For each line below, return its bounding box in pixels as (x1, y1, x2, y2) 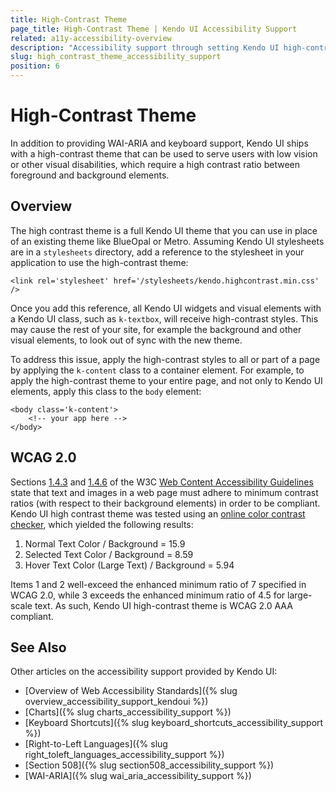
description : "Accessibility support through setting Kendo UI (10, 42, 280, 53)
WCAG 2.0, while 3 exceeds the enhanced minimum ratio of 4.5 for (10, 589, 286, 601)
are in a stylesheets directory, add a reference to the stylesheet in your (10, 246, 305, 258)
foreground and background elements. (10, 169, 170, 181)
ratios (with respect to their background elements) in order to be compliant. (10, 497, 321, 509)
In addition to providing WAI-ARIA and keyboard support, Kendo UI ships (10, 137, 309, 149)
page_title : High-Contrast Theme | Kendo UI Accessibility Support (10, 24, 298, 34)
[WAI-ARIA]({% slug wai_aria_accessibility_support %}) (24, 770, 252, 782)
